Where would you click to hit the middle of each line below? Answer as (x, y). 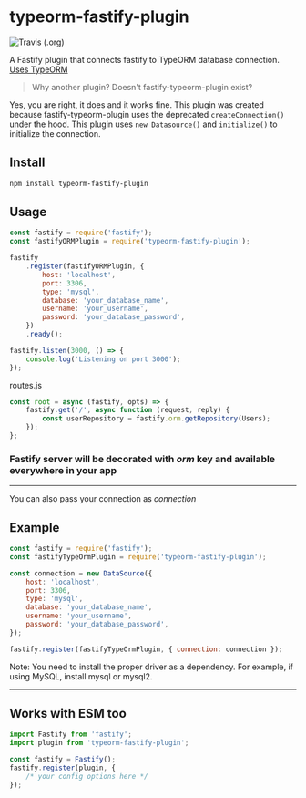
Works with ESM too (68, 714)
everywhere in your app (63, 470)
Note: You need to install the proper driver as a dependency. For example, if (152, 667)
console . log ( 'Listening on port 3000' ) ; (103, 359)
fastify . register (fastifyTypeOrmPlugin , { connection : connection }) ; (146, 649)
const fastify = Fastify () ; (63, 760)
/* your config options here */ (87, 776)
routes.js (26, 385)
